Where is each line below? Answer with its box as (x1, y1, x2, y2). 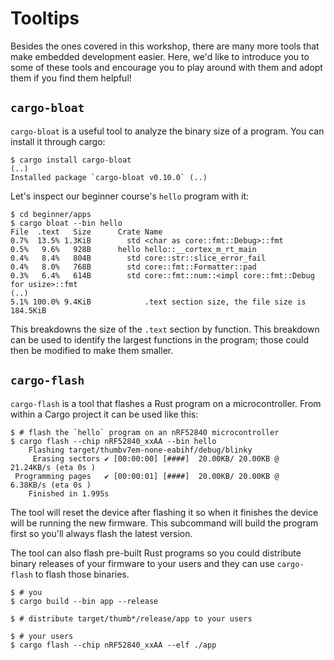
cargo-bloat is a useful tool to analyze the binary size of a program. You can (10, 125, 325, 137)
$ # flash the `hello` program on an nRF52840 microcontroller (10, 427, 280, 437)
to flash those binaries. (34, 568, 130, 580)
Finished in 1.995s (28, 488, 110, 499)
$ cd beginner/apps (10, 209, 92, 219)
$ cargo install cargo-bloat (10, 155, 132, 165)
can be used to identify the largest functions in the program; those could (10, 333, 310, 346)
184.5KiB (10, 305, 47, 316)
